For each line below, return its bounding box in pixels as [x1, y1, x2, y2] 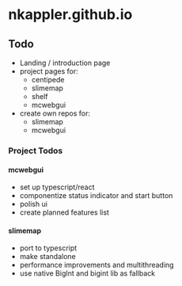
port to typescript [19, 243, 78, 253]
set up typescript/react [19, 182, 95, 192]
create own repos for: [19, 109, 91, 118]
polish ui [19, 200, 47, 209]
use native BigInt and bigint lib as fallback [19, 269, 156, 278]
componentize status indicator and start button [19, 191, 173, 200]
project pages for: [19, 67, 78, 76]
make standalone [19, 252, 77, 261]
